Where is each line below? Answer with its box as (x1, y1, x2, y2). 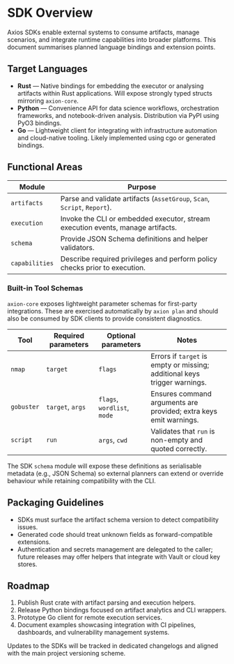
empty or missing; (150, 360, 210, 369)
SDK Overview (7, 5, 93, 21)
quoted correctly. (150, 443, 208, 453)
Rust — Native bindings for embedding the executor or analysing (17, 82, 204, 90)
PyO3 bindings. (17, 119, 62, 127)
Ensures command (150, 389, 212, 399)
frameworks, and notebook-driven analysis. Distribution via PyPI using (17, 111, 219, 119)
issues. (17, 522, 38, 531)
